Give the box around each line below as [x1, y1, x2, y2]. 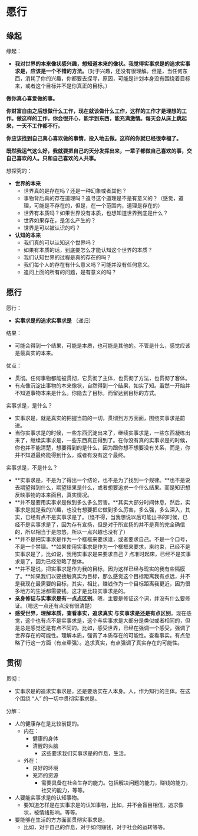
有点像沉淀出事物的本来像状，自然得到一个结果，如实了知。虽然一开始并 [14, 382, 190, 389]
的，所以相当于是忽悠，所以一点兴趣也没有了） [14, 528, 128, 535]
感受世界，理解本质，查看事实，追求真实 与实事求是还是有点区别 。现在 [14, 610, 187, 617]
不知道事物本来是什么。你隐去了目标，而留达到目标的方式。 [14, 389, 160, 396]
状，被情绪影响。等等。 [23, 808, 81, 816]
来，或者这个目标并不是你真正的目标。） [14, 82, 111, 89]
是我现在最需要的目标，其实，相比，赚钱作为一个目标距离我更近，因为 [14, 580, 186, 587]
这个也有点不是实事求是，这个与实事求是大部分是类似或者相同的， [25, 617, 186, 624]
